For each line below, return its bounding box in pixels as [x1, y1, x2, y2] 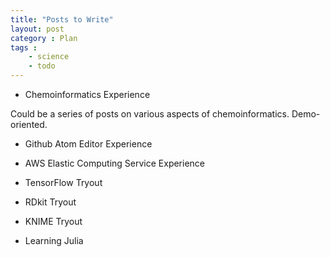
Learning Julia [24, 235, 84, 246]
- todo [28, 61, 56, 71]
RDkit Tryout [24, 196, 77, 208]
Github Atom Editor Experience [24, 138, 153, 150]
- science [28, 52, 70, 62]
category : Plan [10, 33, 78, 43]
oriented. [10, 119, 48, 130]
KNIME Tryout [24, 216, 83, 227]
